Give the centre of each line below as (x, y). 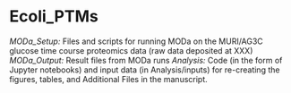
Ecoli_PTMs (54, 17)
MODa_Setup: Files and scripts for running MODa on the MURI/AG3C (137, 41)
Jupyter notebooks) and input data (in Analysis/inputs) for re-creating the (145, 70)
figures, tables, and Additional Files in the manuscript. (108, 79)
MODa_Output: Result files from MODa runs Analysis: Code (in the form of (146, 60)
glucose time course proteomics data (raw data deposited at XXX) (131, 50)
